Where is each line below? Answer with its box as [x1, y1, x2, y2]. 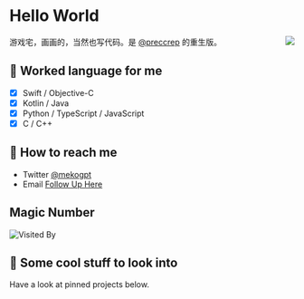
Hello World [9, 5, 100, 26]
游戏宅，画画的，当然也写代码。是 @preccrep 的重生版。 [9, 36, 222, 47]
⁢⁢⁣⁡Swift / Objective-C [22, 87, 95, 98]
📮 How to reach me [9, 145, 118, 160]
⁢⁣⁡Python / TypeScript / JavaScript [22, 108, 145, 119]
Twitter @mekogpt [22, 169, 92, 179]
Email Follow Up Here [22, 178, 103, 189]
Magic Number [9, 205, 95, 220]
